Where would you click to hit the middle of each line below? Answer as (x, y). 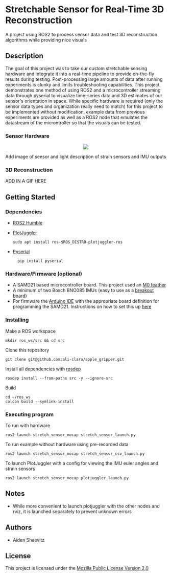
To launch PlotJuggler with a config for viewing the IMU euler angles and (82, 463)
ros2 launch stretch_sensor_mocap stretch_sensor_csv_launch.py (75, 454)
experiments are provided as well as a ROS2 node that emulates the (77, 117)
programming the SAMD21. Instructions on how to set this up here (82, 307)
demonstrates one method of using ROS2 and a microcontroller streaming (83, 90)
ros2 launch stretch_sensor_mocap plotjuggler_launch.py (67, 478)
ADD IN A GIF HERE (26, 181)
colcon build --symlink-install (40, 402)
